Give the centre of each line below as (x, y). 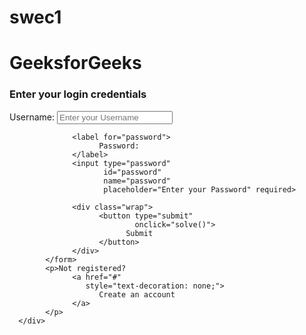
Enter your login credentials (78, 94)
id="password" (132, 172)
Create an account (137, 294)
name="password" (137, 181)
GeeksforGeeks (75, 63)
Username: (32, 117)
